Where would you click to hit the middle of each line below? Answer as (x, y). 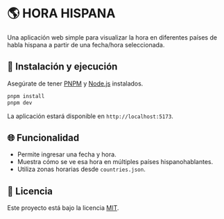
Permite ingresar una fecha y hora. (67, 154)
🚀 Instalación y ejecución (62, 67)
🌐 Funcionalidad (43, 137)
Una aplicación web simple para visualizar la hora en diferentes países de (112, 37)
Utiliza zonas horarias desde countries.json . (81, 169)
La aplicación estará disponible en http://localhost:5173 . (90, 116)
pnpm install (26, 96)
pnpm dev (20, 103)
